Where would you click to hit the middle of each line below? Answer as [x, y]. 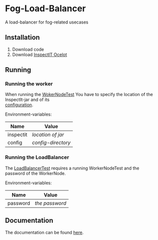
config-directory [51, 143]
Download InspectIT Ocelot [39, 54]
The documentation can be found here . [44, 232]
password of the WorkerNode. [35, 173]
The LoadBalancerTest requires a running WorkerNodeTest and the [72, 168]
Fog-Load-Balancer [46, 9]
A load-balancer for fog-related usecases [47, 22]
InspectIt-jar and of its [27, 100]
